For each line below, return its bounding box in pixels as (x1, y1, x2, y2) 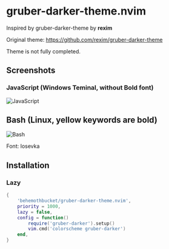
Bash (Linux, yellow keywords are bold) (6, 115, 157, 125)
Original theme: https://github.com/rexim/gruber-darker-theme (6, 36, 163, 43)
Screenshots (6, 65, 56, 76)
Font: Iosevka (6, 142, 40, 150)
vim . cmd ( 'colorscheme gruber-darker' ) (28, 226, 126, 232)
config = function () (17, 214, 69, 221)
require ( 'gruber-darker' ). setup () (28, 220, 115, 227)
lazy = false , (17, 209, 53, 215)
